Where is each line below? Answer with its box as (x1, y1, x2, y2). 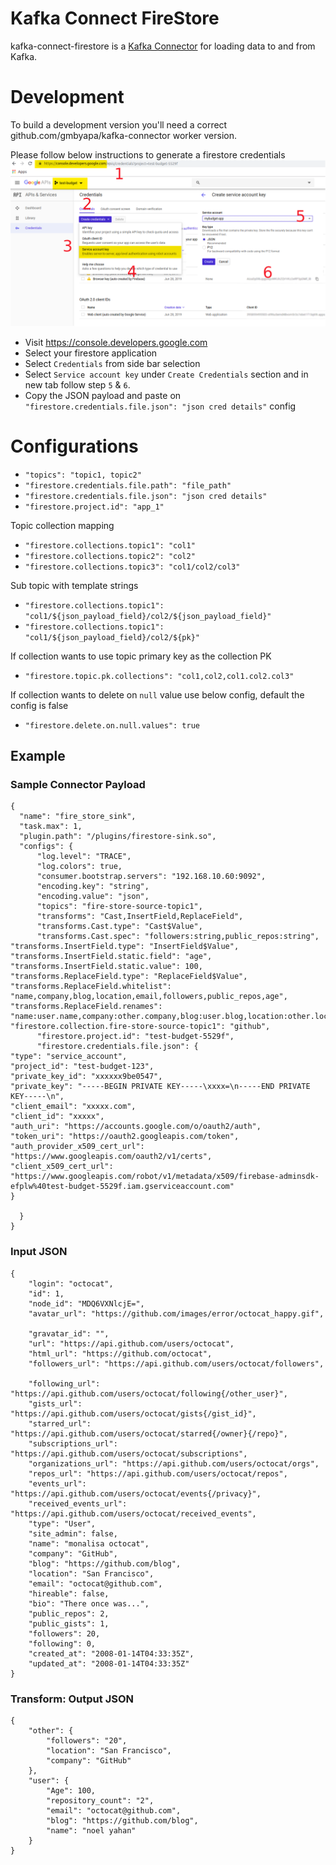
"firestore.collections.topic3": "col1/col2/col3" (24, 562, 241, 572)
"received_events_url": (28, 1498, 128, 1509)
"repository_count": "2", (46, 1795, 155, 1806)
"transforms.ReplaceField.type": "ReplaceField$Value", (10, 972, 248, 982)
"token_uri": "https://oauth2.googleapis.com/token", (10, 1132, 240, 1142)
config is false (10, 699, 69, 711)
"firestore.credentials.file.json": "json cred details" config (24, 400, 297, 412)
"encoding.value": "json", (36, 892, 150, 902)
